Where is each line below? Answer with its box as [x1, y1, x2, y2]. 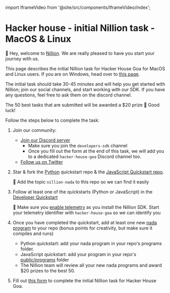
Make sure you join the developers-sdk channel [28, 142, 128, 148]
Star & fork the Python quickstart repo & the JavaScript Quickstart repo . [12, 169, 164, 175]
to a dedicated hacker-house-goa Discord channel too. [28, 153, 142, 160]
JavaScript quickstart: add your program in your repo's [20, 251, 137, 257]
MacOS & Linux [5, 33, 72, 45]
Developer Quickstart [12, 194, 58, 200]
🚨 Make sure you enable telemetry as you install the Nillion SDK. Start [12, 204, 160, 210]
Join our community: [12, 127, 57, 133]
